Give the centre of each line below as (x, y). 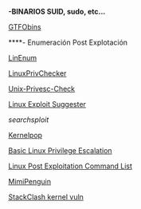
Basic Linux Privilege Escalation (61, 150)
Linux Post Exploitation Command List (70, 166)
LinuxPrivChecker (37, 73)
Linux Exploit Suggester (47, 104)
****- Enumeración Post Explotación (68, 42)
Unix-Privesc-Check (42, 89)
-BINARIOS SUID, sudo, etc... (57, 12)
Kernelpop (25, 135)
